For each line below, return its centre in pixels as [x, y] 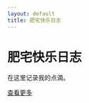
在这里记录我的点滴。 [38, 78]
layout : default [31, 14]
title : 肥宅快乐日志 [34, 20]
